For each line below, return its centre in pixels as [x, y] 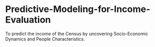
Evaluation [28, 20]
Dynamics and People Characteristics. [45, 39]
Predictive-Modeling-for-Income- [78, 9]
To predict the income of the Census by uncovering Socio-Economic [77, 33]
